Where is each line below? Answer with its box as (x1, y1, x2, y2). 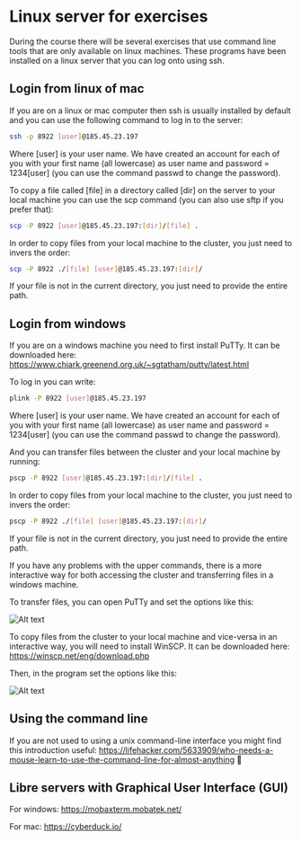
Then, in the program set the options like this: (9, 668, 178, 678)
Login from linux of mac (9, 81, 145, 96)
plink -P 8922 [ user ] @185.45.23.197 (9, 394, 146, 403)
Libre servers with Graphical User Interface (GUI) (9, 780, 289, 796)
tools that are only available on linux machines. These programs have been (9, 45, 287, 56)
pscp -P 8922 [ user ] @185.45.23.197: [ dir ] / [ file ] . (9, 474, 203, 482)
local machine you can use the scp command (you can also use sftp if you (9, 194, 285, 205)
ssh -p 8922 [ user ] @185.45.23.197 (9, 132, 139, 141)
